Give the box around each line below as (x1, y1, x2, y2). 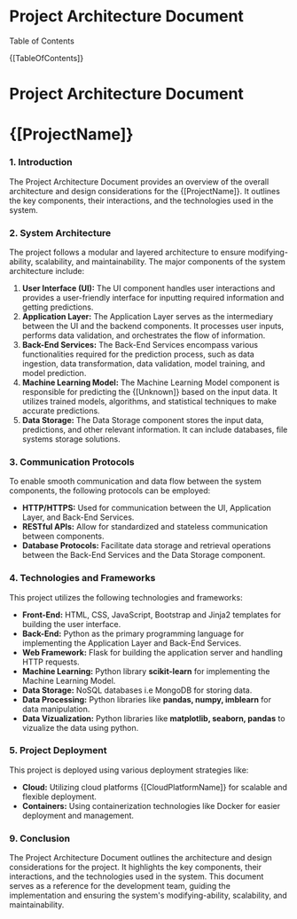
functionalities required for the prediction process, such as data (21, 349, 254, 359)
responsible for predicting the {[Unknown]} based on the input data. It (21, 386, 277, 397)
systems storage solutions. (21, 433, 121, 444)
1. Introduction (9, 156, 73, 169)
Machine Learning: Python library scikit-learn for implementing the (21, 665, 270, 676)
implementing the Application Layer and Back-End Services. (21, 637, 242, 648)
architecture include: (9, 265, 85, 276)
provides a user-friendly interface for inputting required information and (21, 292, 285, 302)
